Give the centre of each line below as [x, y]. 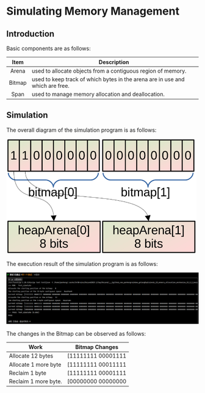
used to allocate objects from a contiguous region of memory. [109, 71]
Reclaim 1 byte [28, 373]
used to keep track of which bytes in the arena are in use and [108, 79]
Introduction [31, 34]
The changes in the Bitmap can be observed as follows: [76, 333]
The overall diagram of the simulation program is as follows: [81, 130]
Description [114, 62]
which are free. [51, 86]
